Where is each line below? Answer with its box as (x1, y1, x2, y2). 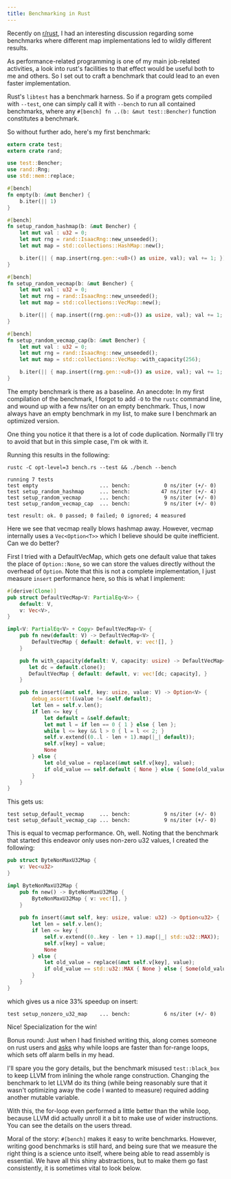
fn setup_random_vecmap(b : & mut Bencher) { (7, 280, 134, 287)
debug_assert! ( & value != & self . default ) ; (32, 695, 153, 703)
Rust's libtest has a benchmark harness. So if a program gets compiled (7, 92, 212, 101)
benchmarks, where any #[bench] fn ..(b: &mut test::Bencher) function (7, 107, 217, 115)
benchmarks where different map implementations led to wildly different (7, 36, 212, 45)
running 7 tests (7, 476, 54, 483)
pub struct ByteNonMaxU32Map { (7, 857, 97, 864)
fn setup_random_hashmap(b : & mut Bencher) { (7, 223, 137, 230)
